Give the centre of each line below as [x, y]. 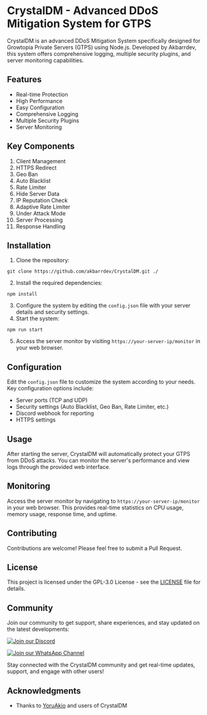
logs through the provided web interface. [59, 467]
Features [24, 79]
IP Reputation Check [42, 200]
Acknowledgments [44, 691]
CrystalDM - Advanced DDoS [83, 11]
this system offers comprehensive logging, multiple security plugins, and [99, 53]
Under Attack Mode [41, 213]
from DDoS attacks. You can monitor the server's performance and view [98, 460]
